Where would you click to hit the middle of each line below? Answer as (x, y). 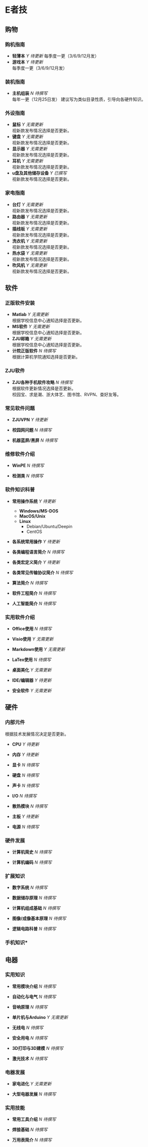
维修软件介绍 (20, 454)
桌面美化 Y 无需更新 (32, 670)
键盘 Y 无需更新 (28, 137)
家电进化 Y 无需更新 (32, 1084)
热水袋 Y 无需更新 (30, 253)
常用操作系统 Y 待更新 (34, 501)
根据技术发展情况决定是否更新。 (37, 734)
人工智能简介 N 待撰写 (34, 603)
